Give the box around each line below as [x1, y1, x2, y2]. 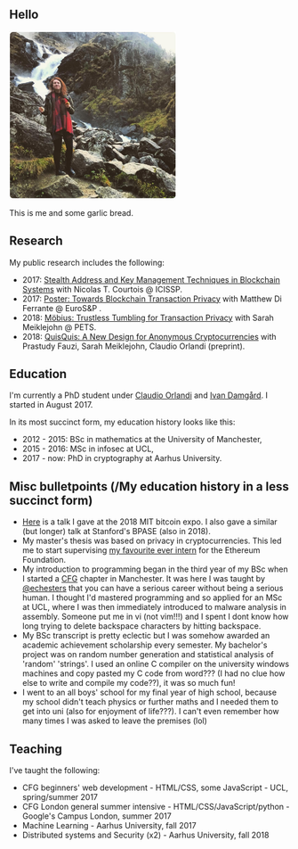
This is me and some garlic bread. [9, 207, 133, 218]
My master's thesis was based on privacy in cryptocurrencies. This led [21, 535, 282, 547]
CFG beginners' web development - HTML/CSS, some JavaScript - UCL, [21, 782, 289, 793]
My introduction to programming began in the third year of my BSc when [21, 564, 288, 574]
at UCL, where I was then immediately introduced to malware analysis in [21, 602, 287, 613]
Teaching [9, 741, 62, 756]
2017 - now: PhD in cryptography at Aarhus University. [21, 453, 222, 464]
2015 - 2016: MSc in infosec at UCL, [21, 443, 154, 454]
